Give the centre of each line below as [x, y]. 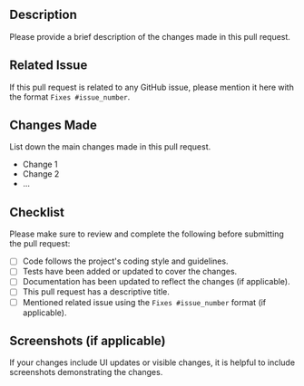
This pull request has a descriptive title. [96, 292]
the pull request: [40, 244]
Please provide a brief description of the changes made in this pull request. [150, 36]
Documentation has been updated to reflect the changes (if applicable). [156, 282]
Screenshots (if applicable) [88, 340]
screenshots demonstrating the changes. [86, 372]
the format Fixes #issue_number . [70, 96]
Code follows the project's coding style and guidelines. [125, 261]
